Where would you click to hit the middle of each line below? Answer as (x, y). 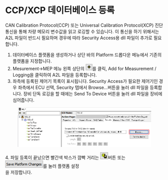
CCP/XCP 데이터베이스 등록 (60, 10)
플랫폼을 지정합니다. (32, 61)
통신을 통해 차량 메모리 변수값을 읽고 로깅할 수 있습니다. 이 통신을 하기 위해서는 (82, 31)
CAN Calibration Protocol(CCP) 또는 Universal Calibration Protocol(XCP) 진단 (84, 25)
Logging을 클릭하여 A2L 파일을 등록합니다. (55, 75)
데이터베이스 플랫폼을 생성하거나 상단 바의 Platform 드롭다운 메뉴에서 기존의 (87, 55)
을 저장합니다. (19, 172)
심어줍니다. (23, 100)
